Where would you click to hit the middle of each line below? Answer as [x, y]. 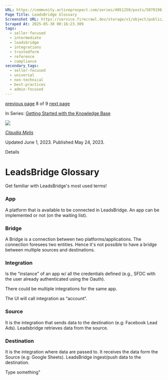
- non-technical [26, 80]
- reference [22, 56]
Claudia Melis [19, 132]
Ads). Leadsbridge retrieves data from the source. [57, 328]
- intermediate [25, 38]
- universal [22, 75]
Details [12, 152]
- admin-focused [26, 89]
